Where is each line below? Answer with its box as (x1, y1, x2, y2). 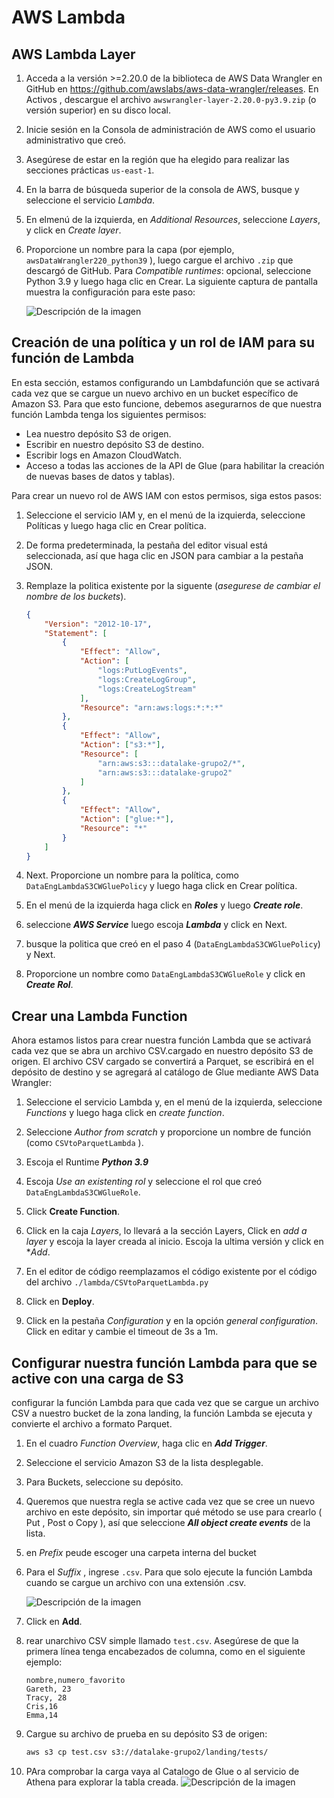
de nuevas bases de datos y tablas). (25, 470, 176, 482)
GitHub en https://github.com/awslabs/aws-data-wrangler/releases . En (25, 83, 319, 95)
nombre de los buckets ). (25, 590, 127, 602)
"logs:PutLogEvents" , (97, 666, 188, 676)
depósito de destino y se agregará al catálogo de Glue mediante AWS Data (11, 1066, 319, 1078)
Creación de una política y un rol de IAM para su (11, 334, 316, 351)
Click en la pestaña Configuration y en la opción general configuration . (25, 1315, 319, 1327)
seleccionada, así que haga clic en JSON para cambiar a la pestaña (25, 549, 304, 561)
